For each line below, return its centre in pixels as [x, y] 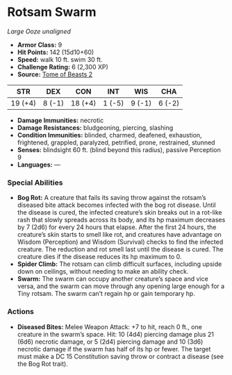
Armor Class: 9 [40, 44]
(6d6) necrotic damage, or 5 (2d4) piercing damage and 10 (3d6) [110, 342]
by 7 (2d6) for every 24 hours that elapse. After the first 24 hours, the [117, 227]
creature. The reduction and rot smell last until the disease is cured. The [120, 249]
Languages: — [39, 165]
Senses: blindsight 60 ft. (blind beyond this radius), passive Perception [119, 149]
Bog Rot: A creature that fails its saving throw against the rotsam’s [111, 198]
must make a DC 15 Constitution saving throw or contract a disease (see [121, 356]
